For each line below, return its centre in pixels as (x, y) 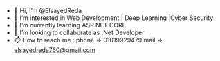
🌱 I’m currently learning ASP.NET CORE (70, 25)
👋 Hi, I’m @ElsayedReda (48, 11)
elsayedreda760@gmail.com (54, 50)
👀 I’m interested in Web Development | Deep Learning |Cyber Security (113, 18)
